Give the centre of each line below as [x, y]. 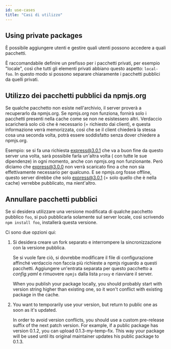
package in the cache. [36, 294]
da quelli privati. [22, 79]
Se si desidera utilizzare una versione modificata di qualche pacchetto [79, 211]
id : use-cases [20, 10]
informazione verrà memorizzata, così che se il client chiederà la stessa [81, 130]
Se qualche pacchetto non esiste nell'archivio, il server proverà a [74, 108]
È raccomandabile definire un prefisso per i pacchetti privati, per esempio [83, 63]
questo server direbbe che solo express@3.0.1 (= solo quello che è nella [81, 178]
